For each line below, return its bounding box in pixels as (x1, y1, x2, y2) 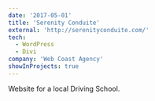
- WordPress (15, 41, 55, 49)
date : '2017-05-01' (8, 11, 72, 20)
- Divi (15, 48, 37, 56)
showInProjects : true (8, 63, 79, 70)
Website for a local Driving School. (8, 84, 120, 93)
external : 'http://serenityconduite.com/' (8, 26, 149, 34)
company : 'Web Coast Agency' (8, 56, 104, 63)
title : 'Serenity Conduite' (8, 19, 101, 27)
